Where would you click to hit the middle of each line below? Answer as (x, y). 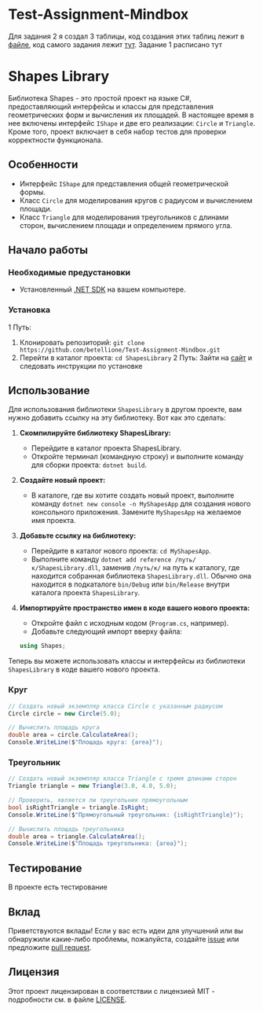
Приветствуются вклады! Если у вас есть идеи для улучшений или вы (126, 930)
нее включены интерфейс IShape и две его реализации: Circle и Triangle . (132, 123)
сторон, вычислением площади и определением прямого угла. (126, 225)
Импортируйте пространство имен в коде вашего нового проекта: (135, 608)
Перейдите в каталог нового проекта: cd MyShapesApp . (121, 551)
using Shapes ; (42, 646)
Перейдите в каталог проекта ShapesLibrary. (106, 448)
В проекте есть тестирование (58, 887)
